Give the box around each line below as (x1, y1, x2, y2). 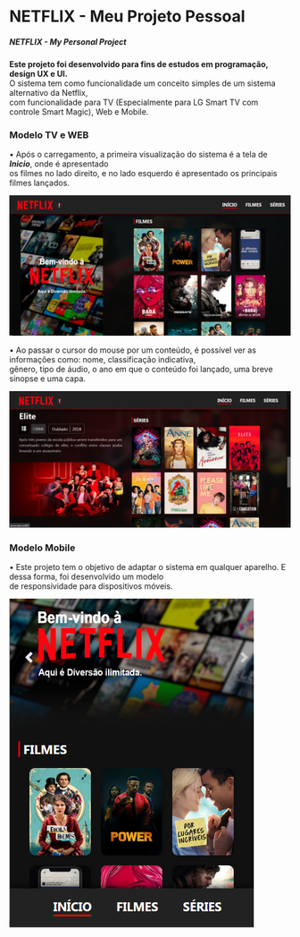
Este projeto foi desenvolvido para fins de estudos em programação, (9, 59, 269, 70)
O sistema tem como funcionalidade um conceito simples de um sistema (9, 78, 276, 89)
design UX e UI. (9, 69, 69, 80)
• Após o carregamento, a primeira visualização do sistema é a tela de (9, 149, 268, 160)
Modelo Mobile (9, 541, 76, 554)
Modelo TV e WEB (9, 129, 89, 141)
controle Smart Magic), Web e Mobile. (9, 106, 149, 117)
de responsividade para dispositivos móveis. (9, 580, 173, 592)
